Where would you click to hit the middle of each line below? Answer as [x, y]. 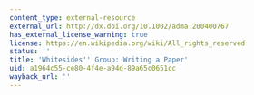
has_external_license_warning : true [78, 34]
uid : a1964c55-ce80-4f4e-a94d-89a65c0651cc [93, 69]
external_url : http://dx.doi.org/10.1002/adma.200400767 [119, 26]
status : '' [30, 52]
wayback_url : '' [40, 77]
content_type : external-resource [73, 18]
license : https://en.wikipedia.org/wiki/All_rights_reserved [127, 43]
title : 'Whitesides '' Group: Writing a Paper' [99, 60]
